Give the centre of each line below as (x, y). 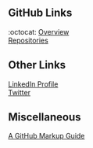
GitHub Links (40, 13)
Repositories (28, 40)
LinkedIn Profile (33, 84)
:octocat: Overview (39, 31)
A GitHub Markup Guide (46, 136)
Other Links (37, 65)
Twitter (20, 92)
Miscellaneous (45, 117)
